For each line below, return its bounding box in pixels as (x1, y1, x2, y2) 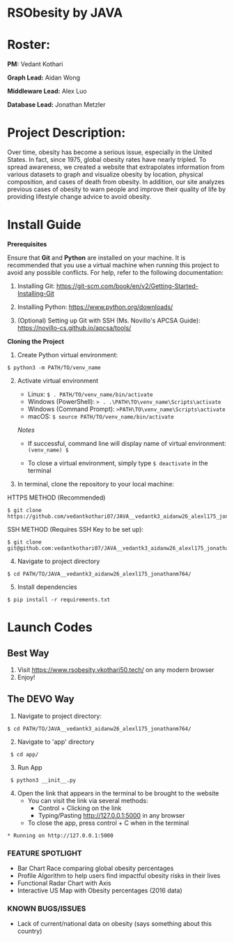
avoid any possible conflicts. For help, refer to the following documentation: (7, 269, 224, 276)
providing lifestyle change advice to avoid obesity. (7, 193, 152, 201)
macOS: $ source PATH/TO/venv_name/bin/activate (27, 412, 174, 420)
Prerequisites (7, 240, 47, 248)
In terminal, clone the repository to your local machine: (17, 480, 174, 488)
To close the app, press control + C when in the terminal (27, 818, 189, 827)
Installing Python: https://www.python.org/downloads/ (17, 303, 173, 311)
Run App (17, 763, 43, 772)
